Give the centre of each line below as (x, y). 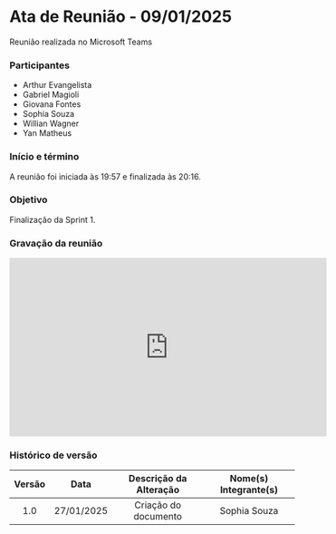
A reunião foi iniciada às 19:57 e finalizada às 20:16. (105, 176)
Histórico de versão (53, 455)
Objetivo (29, 199)
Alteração (157, 490)
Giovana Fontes (52, 104)
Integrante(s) (250, 490)
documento (158, 517)
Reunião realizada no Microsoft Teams (81, 42)
